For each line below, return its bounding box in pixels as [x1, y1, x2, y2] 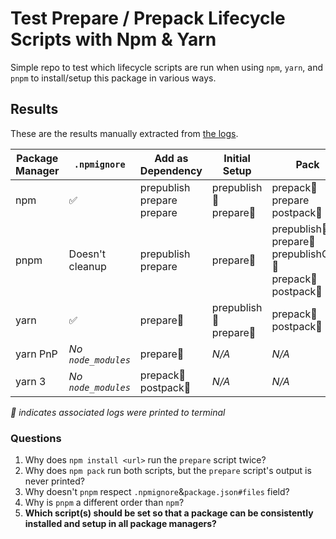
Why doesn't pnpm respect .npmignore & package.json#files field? [24, 486, 290, 498]
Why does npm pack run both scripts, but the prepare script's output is [24, 465, 312, 477]
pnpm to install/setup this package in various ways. [10, 72, 217, 84]
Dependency [139, 163, 203, 177]
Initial [223, 151, 251, 165]
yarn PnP [15, 347, 58, 361]
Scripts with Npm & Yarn [10, 28, 217, 51]
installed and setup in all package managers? [24, 518, 217, 530]
